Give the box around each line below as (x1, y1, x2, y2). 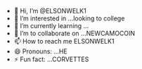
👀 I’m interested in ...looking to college (13, 14, 125, 23)
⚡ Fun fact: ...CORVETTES (13, 55, 89, 63)
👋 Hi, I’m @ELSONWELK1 (13, 7, 86, 15)
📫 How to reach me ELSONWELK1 (13, 37, 115, 45)
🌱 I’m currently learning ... (13, 22, 89, 30)
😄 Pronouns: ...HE (13, 47, 68, 56)
